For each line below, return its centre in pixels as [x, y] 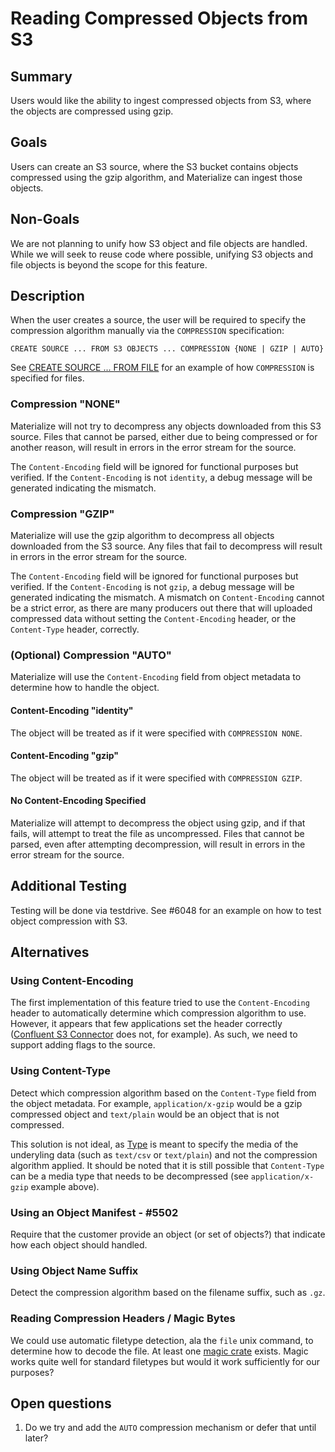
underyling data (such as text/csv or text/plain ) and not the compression [164, 1154]
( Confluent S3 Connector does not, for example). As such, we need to [154, 1034]
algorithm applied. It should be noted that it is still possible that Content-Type [167, 1165]
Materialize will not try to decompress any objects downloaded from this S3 [166, 426]
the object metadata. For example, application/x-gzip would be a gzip [156, 1103]
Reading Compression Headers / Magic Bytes [123, 1319]
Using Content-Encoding [72, 981]
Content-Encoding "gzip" [65, 756]
